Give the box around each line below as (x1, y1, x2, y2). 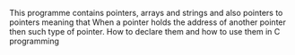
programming (9, 35, 60, 46)
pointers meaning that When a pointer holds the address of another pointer (9, 17, 287, 27)
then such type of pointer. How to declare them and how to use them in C (9, 27, 281, 36)
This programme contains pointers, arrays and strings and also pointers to (9, 8, 283, 18)
